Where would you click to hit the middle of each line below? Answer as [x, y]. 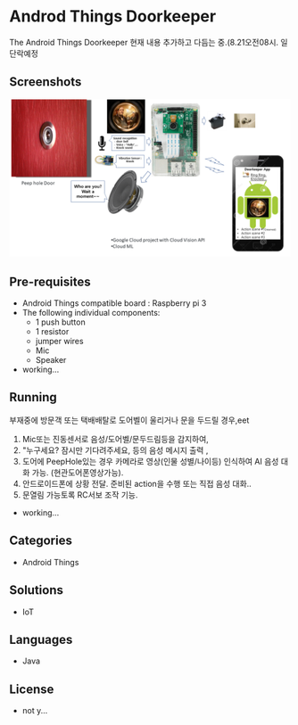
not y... [35, 711]
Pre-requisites [50, 281]
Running [33, 397]
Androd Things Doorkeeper [113, 16]
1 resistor [52, 332]
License [32, 689]
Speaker [51, 360]
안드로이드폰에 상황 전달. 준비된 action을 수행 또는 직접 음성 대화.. [137, 483]
